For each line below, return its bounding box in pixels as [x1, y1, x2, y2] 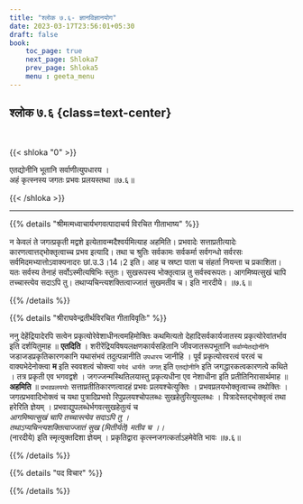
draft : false [9, 30, 59, 39]
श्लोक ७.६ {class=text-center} [9, 105, 172, 121]
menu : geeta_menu [25, 72, 95, 81]
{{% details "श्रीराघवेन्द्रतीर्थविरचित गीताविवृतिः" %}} [9, 312, 167, 323]
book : [9, 38, 30, 48]
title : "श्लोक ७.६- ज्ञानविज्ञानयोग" [9, 13, 117, 23]
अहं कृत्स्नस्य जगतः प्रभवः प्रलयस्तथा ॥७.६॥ [9, 174, 135, 185]
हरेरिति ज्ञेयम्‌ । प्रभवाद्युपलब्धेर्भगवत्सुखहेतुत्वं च [9, 401, 139, 412]
